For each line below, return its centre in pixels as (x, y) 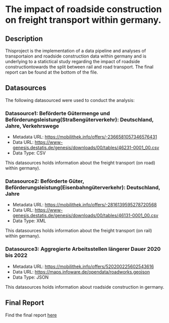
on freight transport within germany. (83, 20)
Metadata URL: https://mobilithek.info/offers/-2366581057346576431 (85, 137)
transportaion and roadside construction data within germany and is (76, 56)
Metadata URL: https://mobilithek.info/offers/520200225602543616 (83, 266)
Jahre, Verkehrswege (32, 126)
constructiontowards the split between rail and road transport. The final (79, 67)
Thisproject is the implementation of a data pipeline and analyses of (76, 51)
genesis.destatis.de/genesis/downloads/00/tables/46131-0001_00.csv (86, 216)
